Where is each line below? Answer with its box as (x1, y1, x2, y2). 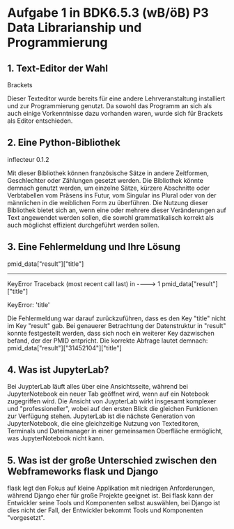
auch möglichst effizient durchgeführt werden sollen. (7, 221, 160, 229)
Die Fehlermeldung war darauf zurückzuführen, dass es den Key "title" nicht (7, 314, 226, 322)
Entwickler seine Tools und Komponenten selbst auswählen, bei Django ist (7, 499, 221, 507)
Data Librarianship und (7, 20, 142, 36)
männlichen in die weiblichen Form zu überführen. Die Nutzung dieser (7, 198, 208, 207)
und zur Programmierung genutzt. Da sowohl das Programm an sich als (7, 102, 212, 110)
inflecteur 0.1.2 (7, 155, 50, 163)
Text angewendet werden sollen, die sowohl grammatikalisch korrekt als (7, 213, 214, 221)
